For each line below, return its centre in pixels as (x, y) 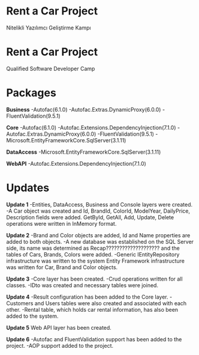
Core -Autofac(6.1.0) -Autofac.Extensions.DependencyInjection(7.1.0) (91, 127)
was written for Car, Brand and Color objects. (62, 267)
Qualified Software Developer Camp (51, 68)
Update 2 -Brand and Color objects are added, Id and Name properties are (98, 235)
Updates (28, 188)
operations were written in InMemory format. (61, 223)
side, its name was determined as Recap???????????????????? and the (93, 248)
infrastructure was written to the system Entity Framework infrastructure (95, 261)
